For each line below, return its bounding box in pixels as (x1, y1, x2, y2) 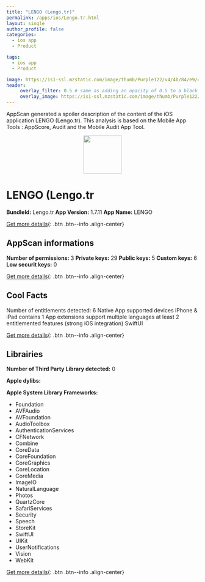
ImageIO (15, 479, 37, 486)
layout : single (6, 20, 45, 26)
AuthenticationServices (15, 427, 74, 434)
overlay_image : (20, 94, 59, 100)
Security (15, 511, 37, 518)
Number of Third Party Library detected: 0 (6, 365, 116, 373)
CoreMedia (15, 472, 44, 480)
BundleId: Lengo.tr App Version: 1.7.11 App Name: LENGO (6, 208, 153, 216)
